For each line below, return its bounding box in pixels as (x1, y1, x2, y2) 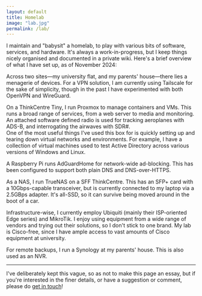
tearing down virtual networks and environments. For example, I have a (6, 136, 182, 143)
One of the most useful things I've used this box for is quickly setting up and (6, 129, 195, 137)
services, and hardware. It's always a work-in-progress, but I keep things (6, 49, 188, 56)
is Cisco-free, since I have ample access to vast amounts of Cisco (6, 228, 170, 235)
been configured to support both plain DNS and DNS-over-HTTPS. (6, 167, 171, 174)
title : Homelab (6, 14, 44, 20)
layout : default (6, 8, 47, 15)
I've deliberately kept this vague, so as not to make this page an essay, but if (6, 270, 195, 277)
